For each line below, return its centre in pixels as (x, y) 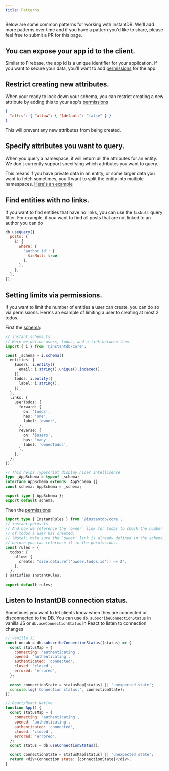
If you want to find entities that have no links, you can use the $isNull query (84, 212)
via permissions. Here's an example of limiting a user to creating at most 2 (82, 312)
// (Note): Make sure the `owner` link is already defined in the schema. (85, 538)
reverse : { (30, 430)
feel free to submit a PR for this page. (44, 35)
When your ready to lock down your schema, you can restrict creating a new (84, 97)
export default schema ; (30, 500)
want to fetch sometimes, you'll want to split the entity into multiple (75, 179)
